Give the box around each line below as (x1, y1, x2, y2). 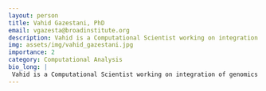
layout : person (8, 11, 59, 20)
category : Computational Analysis (8, 56, 123, 64)
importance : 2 (8, 48, 56, 56)
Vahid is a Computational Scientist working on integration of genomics (11, 70, 259, 78)
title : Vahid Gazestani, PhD (8, 19, 105, 27)
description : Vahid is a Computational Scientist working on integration (8, 33, 259, 42)
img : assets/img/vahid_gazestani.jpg (8, 41, 134, 49)
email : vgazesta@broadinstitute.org (8, 26, 130, 34)
